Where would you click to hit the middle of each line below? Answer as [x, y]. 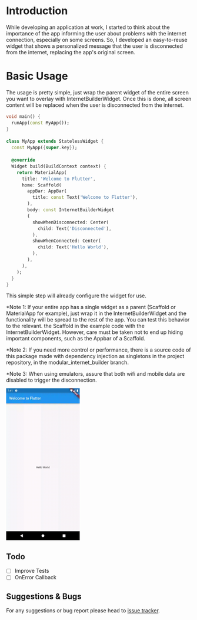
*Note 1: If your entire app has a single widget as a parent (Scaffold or [91, 307]
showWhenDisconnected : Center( [71, 222]
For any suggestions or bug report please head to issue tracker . [83, 611]
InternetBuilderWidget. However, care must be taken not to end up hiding [95, 332]
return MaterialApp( [42, 172]
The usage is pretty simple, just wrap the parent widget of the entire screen [98, 92]
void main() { [24, 116]
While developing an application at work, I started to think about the [88, 27]
